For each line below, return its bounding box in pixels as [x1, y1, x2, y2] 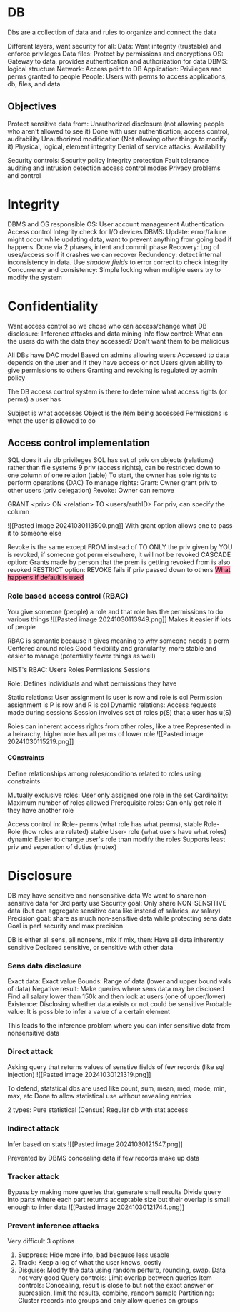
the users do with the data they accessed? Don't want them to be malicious [7, 336, 229, 345]
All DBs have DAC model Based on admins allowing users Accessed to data [7, 351, 229, 359]
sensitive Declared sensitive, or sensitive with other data [7, 943, 174, 951]
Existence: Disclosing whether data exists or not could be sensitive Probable [7, 1000, 232, 1008]
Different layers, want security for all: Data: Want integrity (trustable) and [7, 41, 221, 50]
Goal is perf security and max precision [7, 921, 124, 930]
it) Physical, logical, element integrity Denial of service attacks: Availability [7, 142, 226, 151]
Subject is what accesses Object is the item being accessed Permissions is [7, 409, 229, 417]
